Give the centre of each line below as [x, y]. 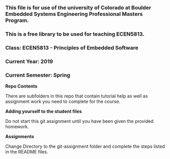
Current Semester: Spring [38, 75]
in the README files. [27, 151]
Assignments [20, 136]
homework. [17, 126]
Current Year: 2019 [29, 61]
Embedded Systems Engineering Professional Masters [74, 14]
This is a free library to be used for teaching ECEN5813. [75, 34]
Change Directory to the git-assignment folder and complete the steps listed [85, 146]
